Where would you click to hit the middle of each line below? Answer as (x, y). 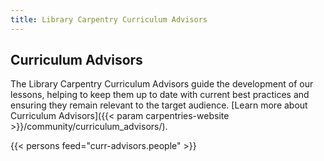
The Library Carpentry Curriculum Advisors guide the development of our (162, 84)
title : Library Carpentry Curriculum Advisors (109, 19)
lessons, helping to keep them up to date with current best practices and (160, 95)
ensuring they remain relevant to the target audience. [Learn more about (159, 105)
